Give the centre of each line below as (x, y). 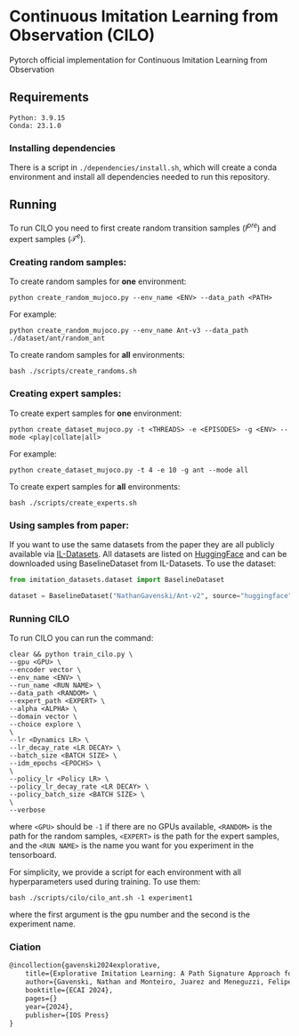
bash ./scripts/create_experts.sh (73, 503)
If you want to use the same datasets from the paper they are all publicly (142, 545)
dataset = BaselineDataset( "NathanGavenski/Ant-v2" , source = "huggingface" (151, 595)
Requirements (49, 97)
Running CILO (40, 619)
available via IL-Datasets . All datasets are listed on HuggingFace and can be (148, 554)
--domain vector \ (43, 717)
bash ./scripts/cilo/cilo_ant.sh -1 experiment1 (101, 898)
